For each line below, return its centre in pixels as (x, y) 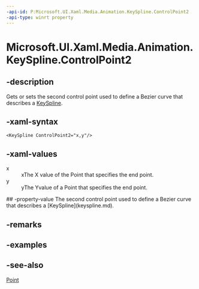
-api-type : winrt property (40, 17)
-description (30, 82)
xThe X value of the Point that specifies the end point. (88, 175)
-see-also (25, 265)
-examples (27, 245)
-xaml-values (32, 154)
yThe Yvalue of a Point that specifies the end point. (85, 187)
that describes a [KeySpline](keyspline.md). (60, 205)
